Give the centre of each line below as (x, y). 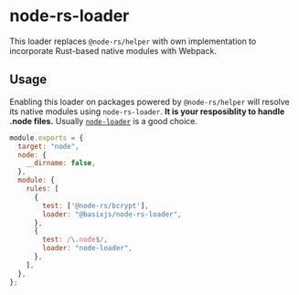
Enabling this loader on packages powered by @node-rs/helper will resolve (149, 101)
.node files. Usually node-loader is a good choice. (104, 121)
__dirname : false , (61, 163)
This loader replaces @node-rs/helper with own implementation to (133, 41)
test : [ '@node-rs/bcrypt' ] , (96, 205)
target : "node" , (48, 146)
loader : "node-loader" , (87, 248)
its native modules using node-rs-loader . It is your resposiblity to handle (147, 111)
